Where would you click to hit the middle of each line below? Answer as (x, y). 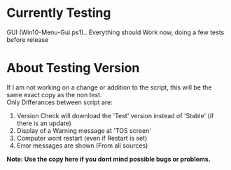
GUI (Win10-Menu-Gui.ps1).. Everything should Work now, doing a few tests (115, 32)
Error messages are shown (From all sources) (82, 146)
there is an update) (44, 123)
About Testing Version (73, 68)
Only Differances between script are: (59, 102)
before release (28, 39)
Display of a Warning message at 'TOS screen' (84, 130)
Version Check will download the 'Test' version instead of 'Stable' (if (115, 115)
